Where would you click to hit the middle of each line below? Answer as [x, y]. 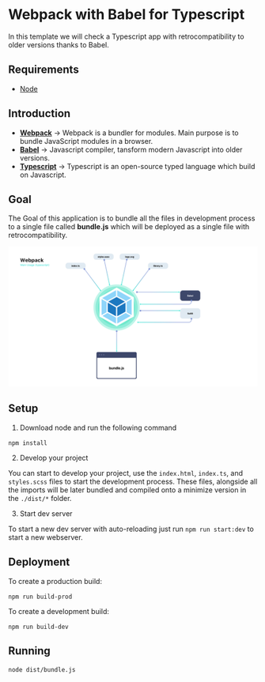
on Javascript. [43, 175]
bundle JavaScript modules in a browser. [86, 141]
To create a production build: [55, 581]
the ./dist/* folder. [40, 498]
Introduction [40, 113]
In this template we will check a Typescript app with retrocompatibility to [126, 36]
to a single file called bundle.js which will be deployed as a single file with [129, 227]
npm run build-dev [38, 627]
